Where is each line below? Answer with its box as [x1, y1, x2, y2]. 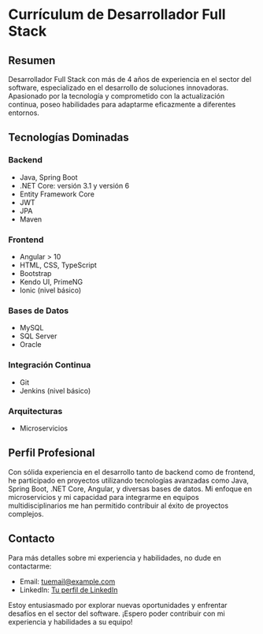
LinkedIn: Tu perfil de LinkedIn [19, 585, 118, 595]
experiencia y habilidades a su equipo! [8, 617, 133, 626]
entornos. [8, 108, 39, 117]
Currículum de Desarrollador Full [8, 6, 226, 24]
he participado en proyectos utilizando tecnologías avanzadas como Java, [8, 475, 250, 485]
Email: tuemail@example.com [19, 576, 116, 586]
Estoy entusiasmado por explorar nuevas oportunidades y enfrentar [8, 600, 228, 610]
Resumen [8, 54, 56, 67]
